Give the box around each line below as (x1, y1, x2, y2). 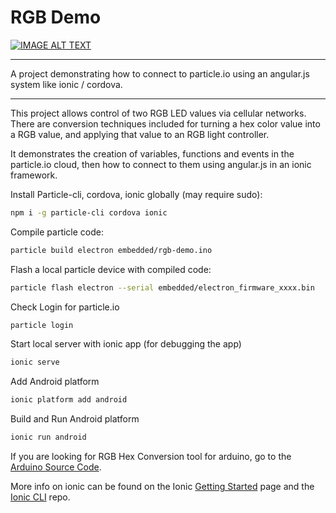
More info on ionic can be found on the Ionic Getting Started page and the (10, 481, 315, 493)
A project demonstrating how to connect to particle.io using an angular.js (10, 67, 310, 80)
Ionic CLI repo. (10, 491, 71, 503)
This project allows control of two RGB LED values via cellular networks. (10, 107, 307, 119)
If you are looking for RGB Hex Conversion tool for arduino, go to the (10, 451, 292, 463)
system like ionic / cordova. (10, 78, 123, 90)
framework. (10, 169, 58, 181)
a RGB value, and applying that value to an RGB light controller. (10, 128, 270, 140)
